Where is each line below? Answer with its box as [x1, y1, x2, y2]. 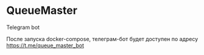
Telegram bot [6, 24, 40, 31]
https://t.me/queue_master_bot [6, 42, 84, 49]
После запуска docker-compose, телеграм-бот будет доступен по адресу [6, 35, 199, 42]
